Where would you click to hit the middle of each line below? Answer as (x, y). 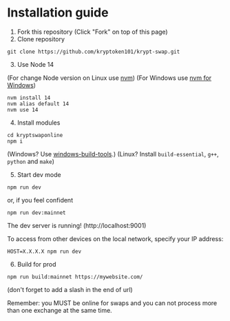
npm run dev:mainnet (37, 213)
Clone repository (41, 39)
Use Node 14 (35, 64)
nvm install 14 (29, 98)
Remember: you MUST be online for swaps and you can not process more (112, 303)
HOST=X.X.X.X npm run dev (44, 251)
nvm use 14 (23, 110)
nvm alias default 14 (38, 104)
